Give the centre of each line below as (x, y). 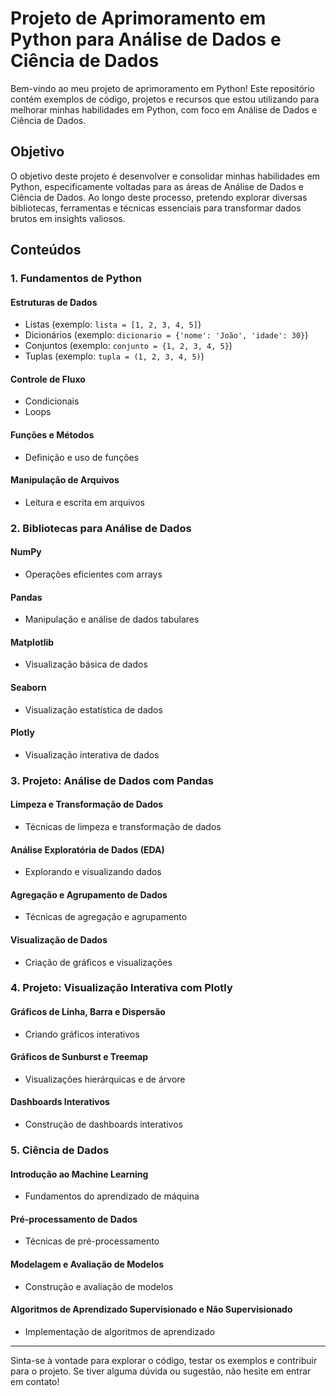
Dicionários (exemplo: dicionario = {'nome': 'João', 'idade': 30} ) (166, 335)
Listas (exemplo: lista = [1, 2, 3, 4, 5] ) (113, 324)
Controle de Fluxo (48, 379)
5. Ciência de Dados (60, 1150)
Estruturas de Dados (54, 302)
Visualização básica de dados (86, 664)
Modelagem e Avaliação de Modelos (87, 1264)
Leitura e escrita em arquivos (84, 502)
